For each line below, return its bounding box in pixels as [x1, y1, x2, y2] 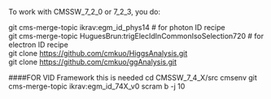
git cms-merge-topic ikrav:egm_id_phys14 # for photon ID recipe [8, 23, 225, 32]
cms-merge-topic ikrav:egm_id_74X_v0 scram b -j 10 [8, 81, 186, 91]
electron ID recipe [8, 40, 69, 49]
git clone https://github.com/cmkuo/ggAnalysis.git [8, 57, 177, 67]
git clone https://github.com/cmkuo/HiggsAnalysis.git [8, 49, 188, 58]
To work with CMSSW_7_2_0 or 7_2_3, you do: [8, 7, 161, 16]
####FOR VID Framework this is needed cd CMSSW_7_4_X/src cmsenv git [8, 73, 258, 82]
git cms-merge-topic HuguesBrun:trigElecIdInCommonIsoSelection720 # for [8, 32, 264, 41]
